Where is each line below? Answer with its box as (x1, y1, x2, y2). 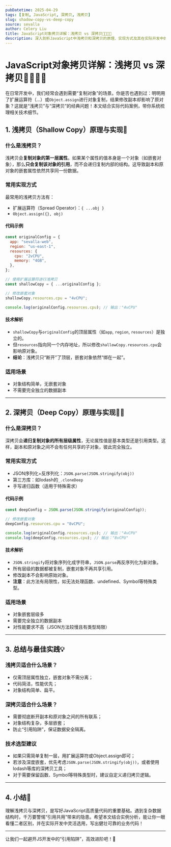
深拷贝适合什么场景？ (5, 701, 58, 708)
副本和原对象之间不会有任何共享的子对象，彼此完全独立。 (14, 444, 135, 450)
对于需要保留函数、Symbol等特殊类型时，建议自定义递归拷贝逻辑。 (12, 772, 154, 778)
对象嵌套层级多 (12, 611, 44, 617)
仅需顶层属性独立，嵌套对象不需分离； (12, 674, 93, 680)
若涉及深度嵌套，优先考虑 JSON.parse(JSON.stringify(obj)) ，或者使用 (12, 759, 159, 765)
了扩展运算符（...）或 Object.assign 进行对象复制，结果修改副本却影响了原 (5, 96, 159, 102)
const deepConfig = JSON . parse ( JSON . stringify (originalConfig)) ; (5, 507, 147, 512)
